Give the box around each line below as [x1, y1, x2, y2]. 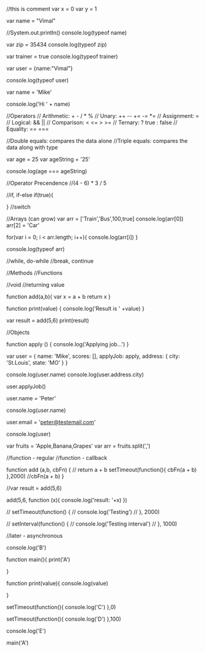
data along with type [6, 144, 58, 151]
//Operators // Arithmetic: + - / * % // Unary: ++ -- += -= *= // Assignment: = [6, 112, 199, 119]
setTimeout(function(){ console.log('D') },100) [6, 615, 121, 623]
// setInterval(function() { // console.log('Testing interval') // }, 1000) [6, 520, 177, 527]
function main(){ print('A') [6, 556, 70, 563]
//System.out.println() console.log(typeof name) [6, 29, 127, 36]
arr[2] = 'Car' [6, 222, 40, 229]
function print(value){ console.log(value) [6, 580, 108, 587]
